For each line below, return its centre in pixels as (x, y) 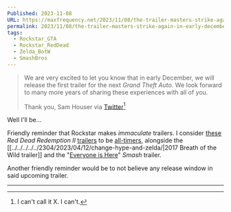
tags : (15, 33)
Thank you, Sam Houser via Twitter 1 (75, 106)
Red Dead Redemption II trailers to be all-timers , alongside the (95, 141)
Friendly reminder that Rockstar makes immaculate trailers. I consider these (114, 133)
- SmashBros (31, 58)
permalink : (23, 26)
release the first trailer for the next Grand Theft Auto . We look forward (123, 85)
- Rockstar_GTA (35, 39)
